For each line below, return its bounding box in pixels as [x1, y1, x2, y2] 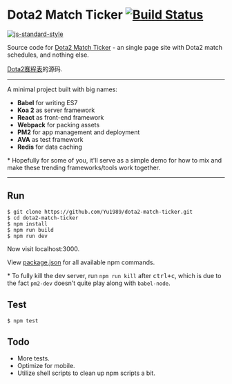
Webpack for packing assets [17, 120, 100, 129]
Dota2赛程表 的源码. [7, 64, 63, 73]
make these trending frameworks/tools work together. [7, 163, 161, 172]
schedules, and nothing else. [7, 51, 90, 59]
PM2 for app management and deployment [17, 128, 140, 136]
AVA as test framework [17, 135, 84, 143]
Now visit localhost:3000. [7, 244, 80, 253]
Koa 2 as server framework [17, 106, 95, 114]
